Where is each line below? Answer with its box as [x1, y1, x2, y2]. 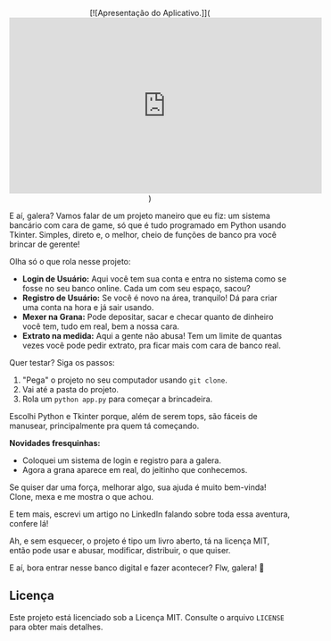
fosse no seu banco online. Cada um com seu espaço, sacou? [21, 283, 252, 293]
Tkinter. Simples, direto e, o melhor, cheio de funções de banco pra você [9, 230, 277, 240]
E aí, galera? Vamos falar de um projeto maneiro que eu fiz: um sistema [9, 210, 270, 221]
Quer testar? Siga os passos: [9, 358, 115, 367]
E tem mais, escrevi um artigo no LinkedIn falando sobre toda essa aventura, [9, 509, 291, 519]
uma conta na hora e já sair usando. [21, 302, 154, 312]
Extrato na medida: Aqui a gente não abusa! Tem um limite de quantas [21, 331, 283, 341]
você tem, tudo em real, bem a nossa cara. [21, 321, 180, 332]
